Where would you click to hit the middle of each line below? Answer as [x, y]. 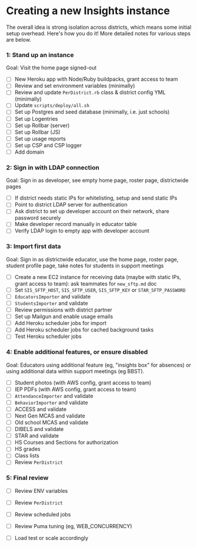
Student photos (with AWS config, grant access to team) [83, 382]
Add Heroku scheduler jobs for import [61, 323]
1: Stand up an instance [40, 55]
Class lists [27, 456]
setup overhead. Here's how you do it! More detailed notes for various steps [98, 33]
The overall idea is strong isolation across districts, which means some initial [99, 27]
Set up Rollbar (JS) [37, 132]
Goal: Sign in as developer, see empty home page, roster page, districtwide [97, 180]
